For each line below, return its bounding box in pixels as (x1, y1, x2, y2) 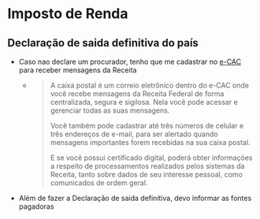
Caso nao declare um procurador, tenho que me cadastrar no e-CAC (18, 57, 242, 66)
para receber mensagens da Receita (18, 65, 137, 75)
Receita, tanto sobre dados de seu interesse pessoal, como (50, 170, 243, 179)
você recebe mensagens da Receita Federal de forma (50, 89, 225, 98)
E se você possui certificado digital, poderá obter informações (50, 153, 253, 162)
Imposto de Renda (7, 5, 128, 23)
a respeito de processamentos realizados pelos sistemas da (50, 161, 245, 170)
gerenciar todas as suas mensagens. (50, 106, 170, 115)
